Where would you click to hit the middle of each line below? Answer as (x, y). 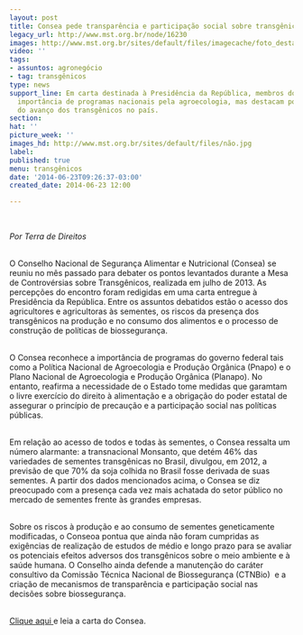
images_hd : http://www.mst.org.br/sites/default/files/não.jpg (131, 143)
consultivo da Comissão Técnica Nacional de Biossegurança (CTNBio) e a (148, 575)
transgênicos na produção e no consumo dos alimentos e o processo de (144, 321)
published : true (40, 160)
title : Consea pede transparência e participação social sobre (131, 26)
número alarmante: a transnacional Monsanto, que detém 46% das (133, 452)
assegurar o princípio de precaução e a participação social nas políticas (143, 406)
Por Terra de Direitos (48, 236)
